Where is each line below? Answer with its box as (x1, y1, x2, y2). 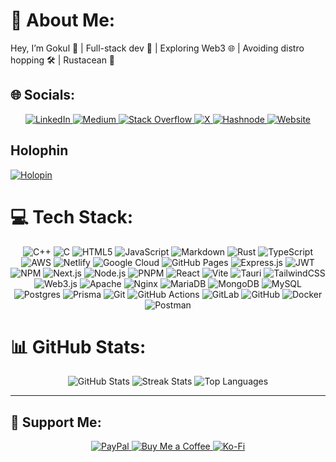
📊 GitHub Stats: (10, 335, 147, 358)
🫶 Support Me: (10, 414, 102, 431)
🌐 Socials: (10, 87, 76, 104)
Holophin (10, 142, 69, 159)
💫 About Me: (10, 9, 116, 32)
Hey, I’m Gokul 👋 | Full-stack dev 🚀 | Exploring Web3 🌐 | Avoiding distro (10, 42, 305, 54)
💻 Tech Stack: (10, 205, 134, 228)
